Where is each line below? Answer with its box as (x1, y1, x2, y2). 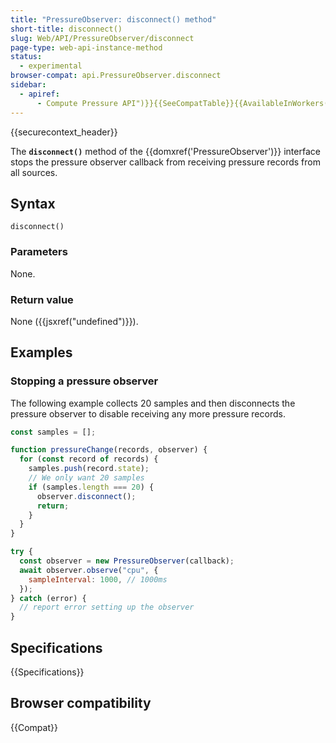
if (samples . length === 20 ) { (28, 482, 155, 492)
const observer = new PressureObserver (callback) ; (19, 556, 235, 566)
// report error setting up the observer (19, 602, 195, 613)
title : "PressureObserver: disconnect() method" (10, 14, 217, 25)
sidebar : (10, 80, 47, 90)
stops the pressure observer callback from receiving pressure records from (10, 156, 321, 168)
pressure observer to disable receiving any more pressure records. (10, 407, 286, 420)
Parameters (10, 245, 68, 259)
